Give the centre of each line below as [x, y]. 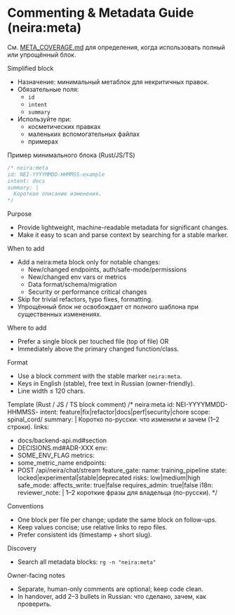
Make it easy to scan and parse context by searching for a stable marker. [123, 235]
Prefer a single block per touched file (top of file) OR [93, 342]
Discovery [22, 548]
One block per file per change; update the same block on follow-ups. [117, 520]
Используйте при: [44, 119]
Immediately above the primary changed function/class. [98, 349]
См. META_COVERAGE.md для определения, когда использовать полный [116, 47]
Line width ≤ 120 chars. [51, 391]
